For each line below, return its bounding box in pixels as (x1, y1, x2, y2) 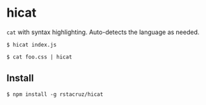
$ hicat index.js (6, 41, 57, 48)
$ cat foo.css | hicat (6, 54, 72, 60)
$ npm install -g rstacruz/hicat (6, 90, 104, 98)
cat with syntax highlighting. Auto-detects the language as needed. (6, 28, 200, 36)
